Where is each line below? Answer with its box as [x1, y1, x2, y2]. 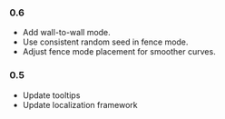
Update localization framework [22, 99, 138, 110]
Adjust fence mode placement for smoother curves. [22, 46, 216, 57]
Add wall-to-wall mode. [22, 27, 111, 38]
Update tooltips [22, 89, 81, 101]
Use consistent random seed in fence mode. [22, 36, 189, 47]
